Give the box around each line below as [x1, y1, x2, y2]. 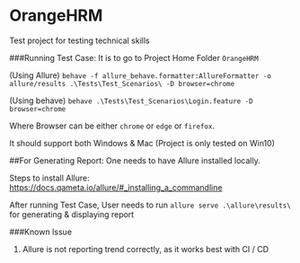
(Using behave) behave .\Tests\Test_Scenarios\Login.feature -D [9, 95, 253, 106]
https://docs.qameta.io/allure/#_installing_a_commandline [9, 181, 223, 193]
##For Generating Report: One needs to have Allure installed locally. [9, 154, 260, 166]
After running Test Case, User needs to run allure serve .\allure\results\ [9, 199, 292, 210]
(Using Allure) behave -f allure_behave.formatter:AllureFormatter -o [9, 69, 272, 81]
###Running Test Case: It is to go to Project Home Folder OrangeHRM [9, 52, 259, 63]
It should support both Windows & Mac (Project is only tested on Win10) [9, 137, 276, 148]
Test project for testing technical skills [9, 35, 150, 46]
